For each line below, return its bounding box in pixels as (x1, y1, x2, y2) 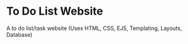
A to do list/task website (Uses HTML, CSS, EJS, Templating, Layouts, (6, 24, 182, 32)
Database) (6, 31, 32, 38)
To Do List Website (6, 4, 103, 18)
